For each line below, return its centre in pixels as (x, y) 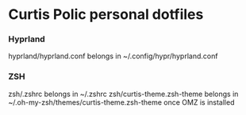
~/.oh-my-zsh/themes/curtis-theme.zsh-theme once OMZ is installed (121, 102)
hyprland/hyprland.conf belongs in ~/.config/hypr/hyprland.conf (113, 56)
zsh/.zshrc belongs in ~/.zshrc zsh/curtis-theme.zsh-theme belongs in (123, 94)
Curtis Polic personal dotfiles (106, 15)
